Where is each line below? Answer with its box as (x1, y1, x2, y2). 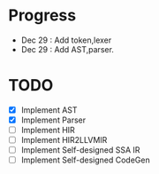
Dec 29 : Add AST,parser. (20, 43, 114, 54)
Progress (8, 5, 77, 26)
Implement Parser (20, 115, 87, 125)
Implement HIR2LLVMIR (20, 135, 108, 146)
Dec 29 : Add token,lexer (20, 35, 112, 45)
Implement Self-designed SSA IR (20, 145, 140, 155)
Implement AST (20, 104, 78, 115)
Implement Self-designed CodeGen (20, 154, 151, 165)
